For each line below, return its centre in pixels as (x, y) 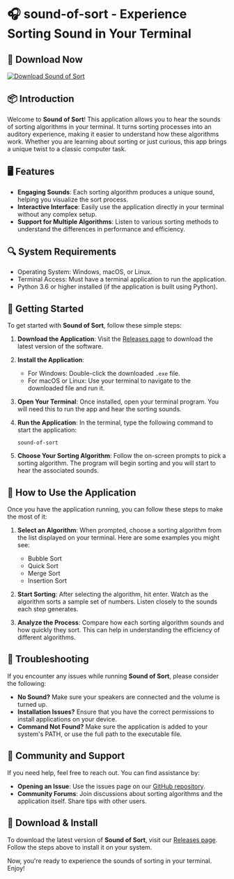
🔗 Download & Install (53, 823)
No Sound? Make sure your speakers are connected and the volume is (119, 697)
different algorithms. (46, 637)
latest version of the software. (60, 346)
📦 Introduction (41, 99)
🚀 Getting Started (46, 308)
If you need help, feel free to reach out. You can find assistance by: (103, 772)
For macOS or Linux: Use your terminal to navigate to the (109, 381)
